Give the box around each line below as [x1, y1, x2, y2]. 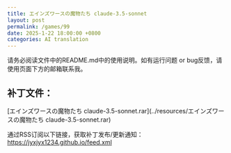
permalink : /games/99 [7, 23, 70, 30]
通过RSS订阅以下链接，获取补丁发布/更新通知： [7, 130, 144, 138]
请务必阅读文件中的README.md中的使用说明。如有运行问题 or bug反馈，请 [7, 56, 223, 65]
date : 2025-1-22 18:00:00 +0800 [7, 29, 101, 37]
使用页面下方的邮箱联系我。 [7, 65, 87, 73]
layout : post [7, 17, 45, 24]
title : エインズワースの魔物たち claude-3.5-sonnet [7, 10, 148, 17]
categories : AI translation [7, 36, 89, 43]
